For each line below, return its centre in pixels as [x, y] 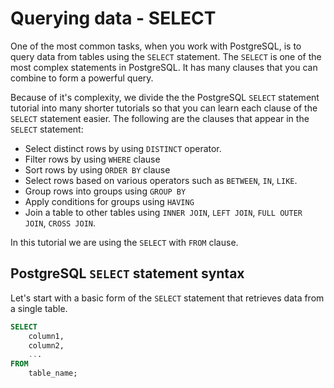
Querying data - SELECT [113, 18]
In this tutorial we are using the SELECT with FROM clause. [124, 242]
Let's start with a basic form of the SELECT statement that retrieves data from [167, 298]
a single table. [39, 308]
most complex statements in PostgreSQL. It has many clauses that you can [164, 67]
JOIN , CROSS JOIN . [60, 223]
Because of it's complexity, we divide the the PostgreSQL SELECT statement [165, 97]
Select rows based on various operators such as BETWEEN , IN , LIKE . [161, 180]
